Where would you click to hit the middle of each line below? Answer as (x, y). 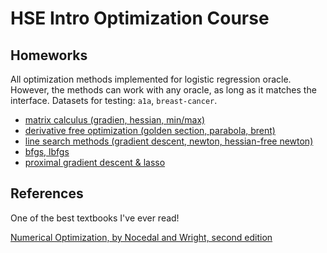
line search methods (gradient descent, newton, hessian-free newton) (169, 141)
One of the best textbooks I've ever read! (95, 218)
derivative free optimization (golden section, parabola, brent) (150, 130)
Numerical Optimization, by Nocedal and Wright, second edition (141, 237)
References (47, 193)
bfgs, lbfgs (47, 151)
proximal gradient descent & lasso (95, 162)
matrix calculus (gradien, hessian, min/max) (115, 120)
